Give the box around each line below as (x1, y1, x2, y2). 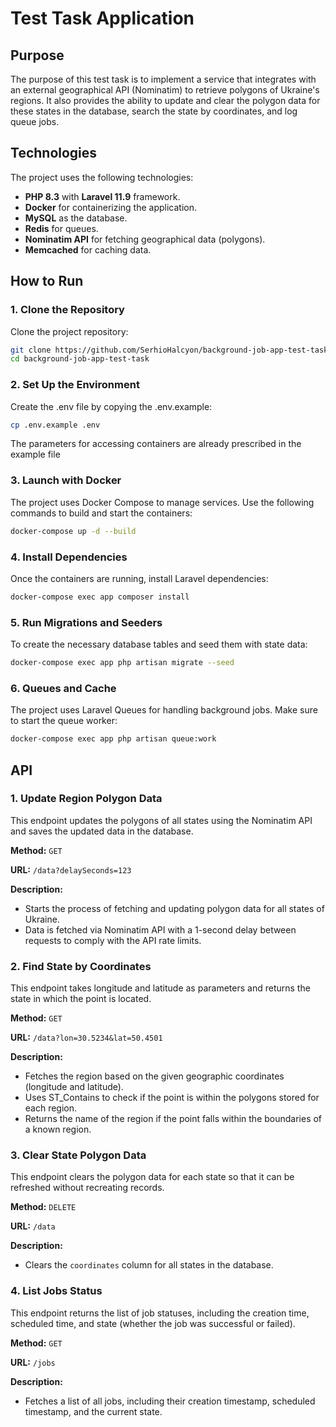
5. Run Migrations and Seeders (10, 615, 163, 629)
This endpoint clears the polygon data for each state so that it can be (10, 1171, 295, 1183)
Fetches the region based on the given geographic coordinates (24, 1070, 285, 1082)
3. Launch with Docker (10, 473, 122, 487)
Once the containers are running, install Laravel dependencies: (10, 572, 269, 584)
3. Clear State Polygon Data (10, 1148, 147, 1162)
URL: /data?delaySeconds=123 (10, 863, 132, 876)
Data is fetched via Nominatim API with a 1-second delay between (24, 923, 297, 936)
